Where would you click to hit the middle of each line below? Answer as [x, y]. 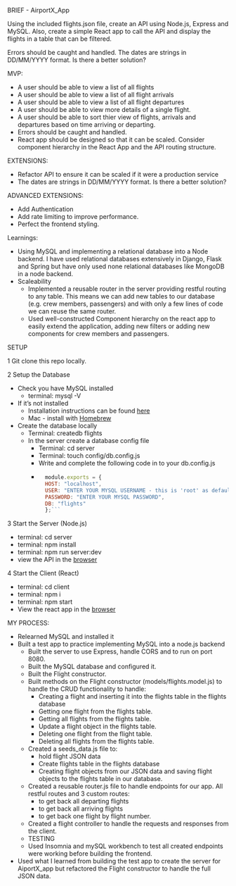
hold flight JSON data [70, 756]
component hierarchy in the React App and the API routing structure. [117, 147]
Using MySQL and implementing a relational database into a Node [113, 251]
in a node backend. [45, 274]
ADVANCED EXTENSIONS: [46, 195]
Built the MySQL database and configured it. [92, 667]
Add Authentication [45, 209]
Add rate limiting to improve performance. [78, 217]
